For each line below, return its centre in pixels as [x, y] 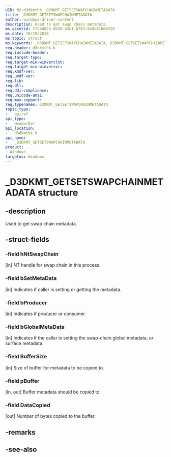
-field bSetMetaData [31, 278]
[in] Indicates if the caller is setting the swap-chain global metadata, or [79, 338]
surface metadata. [24, 344]
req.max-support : [24, 100]
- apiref [17, 114]
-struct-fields [27, 240]
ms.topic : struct [24, 39]
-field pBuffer [22, 381]
